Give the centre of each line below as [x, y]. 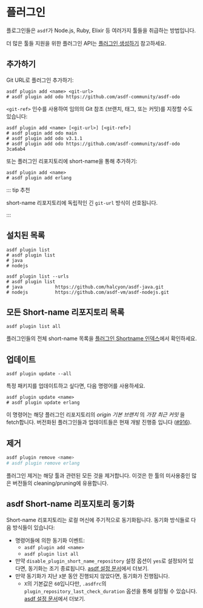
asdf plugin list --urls [38, 276]
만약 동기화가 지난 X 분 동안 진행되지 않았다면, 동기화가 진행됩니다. [92, 576]
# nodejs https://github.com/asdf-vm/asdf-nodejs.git [88, 292]
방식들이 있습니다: [34, 527]
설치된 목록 [26, 236]
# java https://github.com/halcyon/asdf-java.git [85, 287]
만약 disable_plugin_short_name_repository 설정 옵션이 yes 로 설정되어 [101, 561]
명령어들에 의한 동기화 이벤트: [50, 540]
